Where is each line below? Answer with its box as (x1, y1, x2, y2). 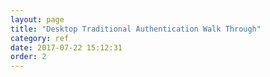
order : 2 (10, 52, 47, 62)
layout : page (10, 14, 65, 25)
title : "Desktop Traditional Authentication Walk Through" (10, 24, 262, 34)
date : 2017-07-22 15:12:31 (10, 42, 123, 53)
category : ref (10, 33, 70, 43)
